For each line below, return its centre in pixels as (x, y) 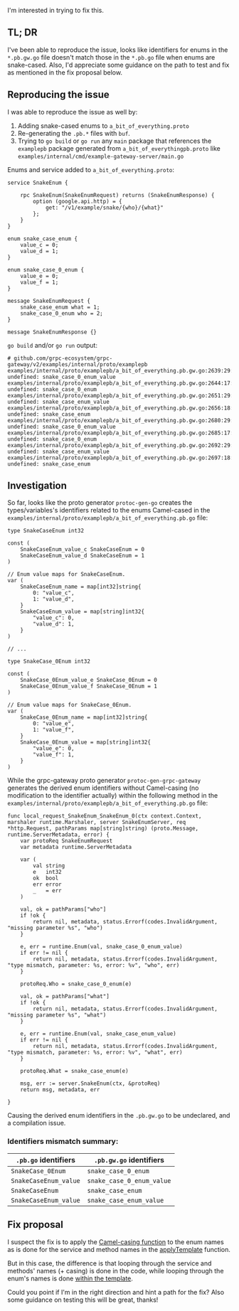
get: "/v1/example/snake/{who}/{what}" (104, 208)
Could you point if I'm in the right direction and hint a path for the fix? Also (116, 1292)
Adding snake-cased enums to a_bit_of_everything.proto (103, 125)
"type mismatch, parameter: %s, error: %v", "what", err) (95, 1053)
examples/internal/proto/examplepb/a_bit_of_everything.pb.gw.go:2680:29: (121, 420)
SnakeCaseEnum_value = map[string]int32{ (82, 612)
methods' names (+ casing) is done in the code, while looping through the (116, 1270)
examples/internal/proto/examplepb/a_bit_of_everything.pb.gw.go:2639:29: (121, 370)
